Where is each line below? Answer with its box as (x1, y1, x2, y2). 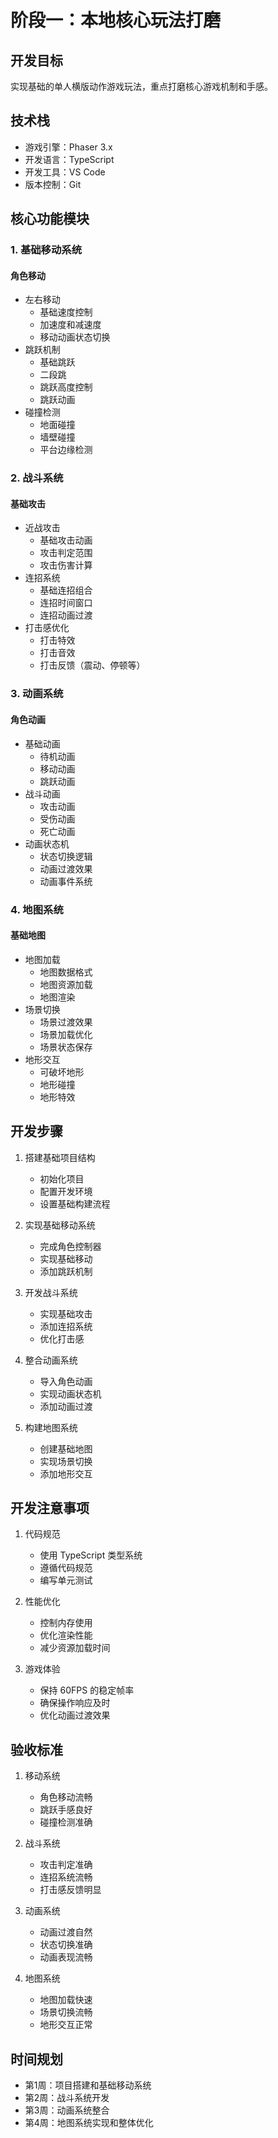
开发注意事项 (10, 1499, 90, 1516)
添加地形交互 (39, 1467, 93, 1480)
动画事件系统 (39, 875, 93, 887)
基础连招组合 (39, 584, 93, 596)
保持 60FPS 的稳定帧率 (39, 1684, 135, 1696)
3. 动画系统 (10, 687, 64, 701)
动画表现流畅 (39, 1951, 93, 1963)
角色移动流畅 (39, 1791, 93, 1803)
